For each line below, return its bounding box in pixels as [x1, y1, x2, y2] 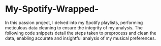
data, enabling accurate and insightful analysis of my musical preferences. [5, 35, 156, 41]
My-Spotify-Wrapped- [5, 3, 99, 15]
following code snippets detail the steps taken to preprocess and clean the [5, 30, 157, 36]
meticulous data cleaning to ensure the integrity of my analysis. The [5, 24, 143, 30]
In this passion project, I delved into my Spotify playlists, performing [5, 20, 143, 25]
